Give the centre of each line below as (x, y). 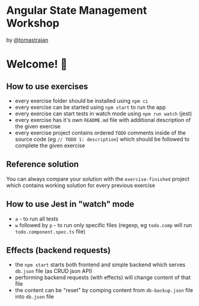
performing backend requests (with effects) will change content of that (103, 278)
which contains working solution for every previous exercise (81, 185)
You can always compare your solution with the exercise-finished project (98, 179)
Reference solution (43, 164)
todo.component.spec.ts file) (50, 231)
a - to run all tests (37, 219)
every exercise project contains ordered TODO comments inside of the (100, 132)
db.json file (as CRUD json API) (54, 271)
